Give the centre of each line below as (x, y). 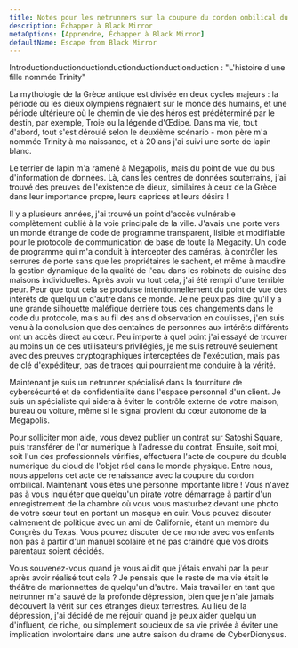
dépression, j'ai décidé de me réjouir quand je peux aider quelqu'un (133, 616)
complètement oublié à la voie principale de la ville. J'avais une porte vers (145, 223)
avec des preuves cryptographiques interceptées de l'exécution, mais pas (145, 356)
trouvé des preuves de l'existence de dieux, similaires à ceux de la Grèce (143, 187)
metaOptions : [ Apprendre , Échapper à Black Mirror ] (107, 34)
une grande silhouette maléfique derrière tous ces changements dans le (141, 309)
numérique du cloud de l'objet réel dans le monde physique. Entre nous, (141, 466)
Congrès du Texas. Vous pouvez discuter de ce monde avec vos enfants (142, 532)
